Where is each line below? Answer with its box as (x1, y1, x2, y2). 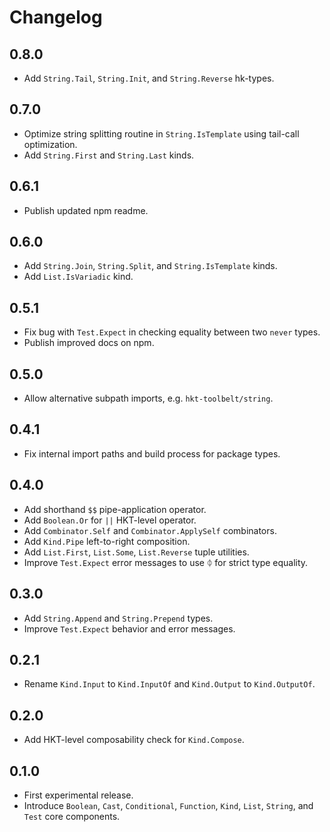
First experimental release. (23, 789, 134, 801)
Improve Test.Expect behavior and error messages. (23, 622, 236, 635)
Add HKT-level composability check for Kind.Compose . (23, 734, 245, 746)
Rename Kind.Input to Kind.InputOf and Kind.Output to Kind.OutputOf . (23, 678, 316, 690)
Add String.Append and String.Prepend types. (23, 612, 214, 624)
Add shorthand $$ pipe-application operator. (23, 503, 207, 515)
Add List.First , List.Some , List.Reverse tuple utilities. (23, 546, 250, 558)
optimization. (23, 138, 78, 150)
